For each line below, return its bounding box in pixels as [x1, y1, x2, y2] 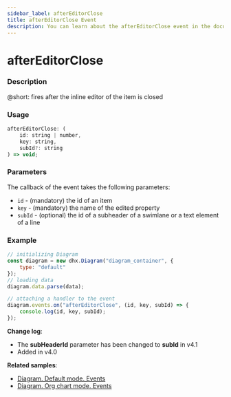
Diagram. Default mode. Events [16, 374, 106, 383]
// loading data [7, 277, 54, 283]
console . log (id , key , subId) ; [19, 308, 107, 315]
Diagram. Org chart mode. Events [16, 381, 112, 389]
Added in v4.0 [16, 347, 57, 356]
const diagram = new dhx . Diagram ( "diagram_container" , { [7, 257, 174, 264]
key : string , [19, 138, 57, 145]
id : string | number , [19, 132, 81, 139]
